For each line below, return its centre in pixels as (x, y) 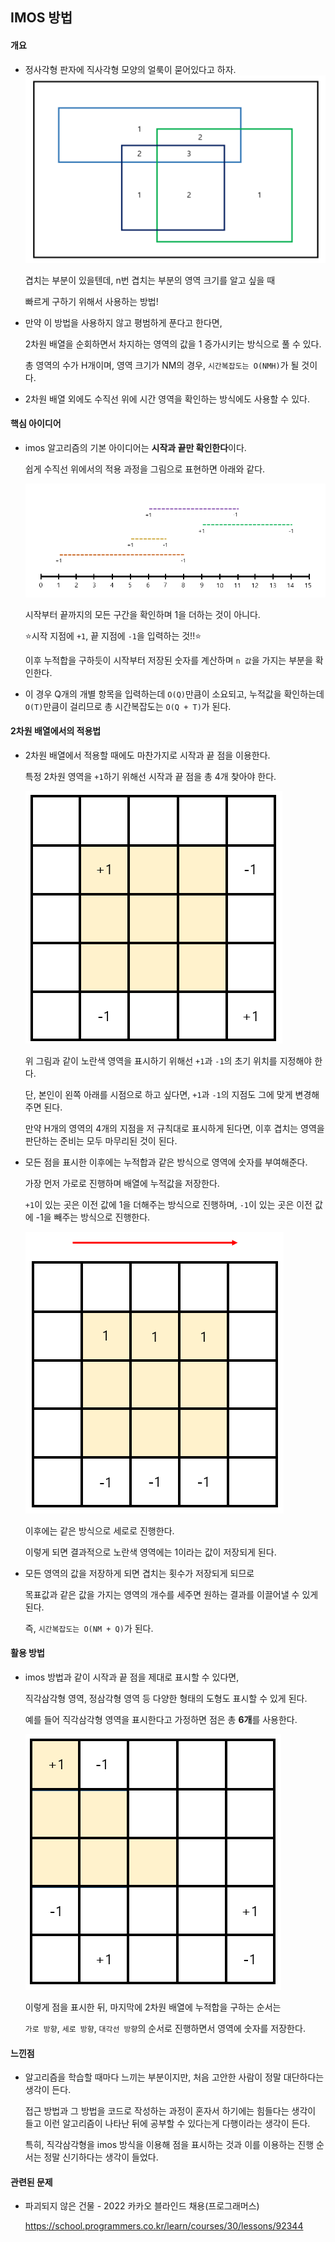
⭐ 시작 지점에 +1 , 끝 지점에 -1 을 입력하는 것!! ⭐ (113, 635)
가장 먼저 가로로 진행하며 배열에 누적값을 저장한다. (122, 1183)
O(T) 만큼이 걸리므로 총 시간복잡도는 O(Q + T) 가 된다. (128, 706)
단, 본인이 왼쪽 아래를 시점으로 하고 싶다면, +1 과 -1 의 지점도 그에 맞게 (158, 1094)
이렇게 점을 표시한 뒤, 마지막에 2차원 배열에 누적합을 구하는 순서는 (153, 2007)
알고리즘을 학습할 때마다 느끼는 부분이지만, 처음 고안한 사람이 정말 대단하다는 (174, 2077)
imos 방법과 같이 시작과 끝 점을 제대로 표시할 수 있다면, (132, 1677)
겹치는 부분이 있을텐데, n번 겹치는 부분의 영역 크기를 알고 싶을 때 (150, 280)
